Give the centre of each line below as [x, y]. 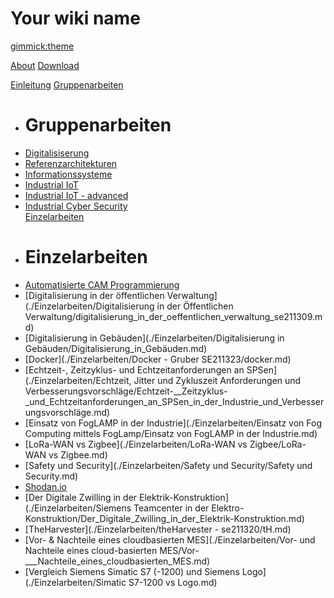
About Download [45, 65]
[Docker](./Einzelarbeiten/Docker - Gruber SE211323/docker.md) [158, 359]
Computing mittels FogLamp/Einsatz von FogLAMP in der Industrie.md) [171, 433]
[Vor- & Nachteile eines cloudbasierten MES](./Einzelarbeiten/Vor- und [170, 539]
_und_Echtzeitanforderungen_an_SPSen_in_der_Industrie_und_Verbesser [174, 401]
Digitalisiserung [57, 153]
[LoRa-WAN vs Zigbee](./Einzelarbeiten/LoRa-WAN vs [136, 444]
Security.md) [51, 476]
